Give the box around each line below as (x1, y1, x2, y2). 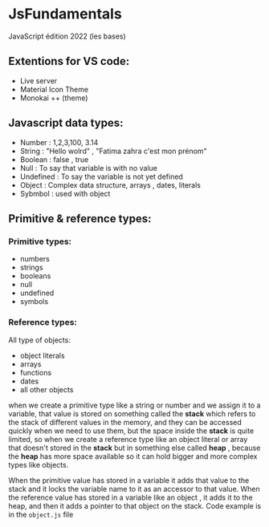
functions (19, 367, 52, 377)
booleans (19, 271, 51, 281)
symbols (19, 297, 49, 306)
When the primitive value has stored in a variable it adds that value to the (8, 475, 250, 485)
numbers (19, 254, 51, 264)
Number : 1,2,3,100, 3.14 (19, 137, 99, 147)
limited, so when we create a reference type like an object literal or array (8, 434, 248, 444)
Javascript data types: (8, 116, 124, 130)
